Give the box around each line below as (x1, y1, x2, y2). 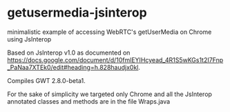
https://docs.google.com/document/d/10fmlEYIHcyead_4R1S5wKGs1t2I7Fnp (7, 55, 224, 64)
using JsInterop (7, 35, 52, 43)
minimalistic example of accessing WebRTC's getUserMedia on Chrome (7, 28, 212, 36)
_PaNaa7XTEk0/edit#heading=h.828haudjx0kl (7, 63, 139, 71)
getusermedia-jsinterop (7, 5, 147, 21)
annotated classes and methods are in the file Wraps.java (7, 97, 171, 105)
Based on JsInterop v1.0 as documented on (7, 48, 131, 57)
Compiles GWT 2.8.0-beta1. (7, 76, 86, 84)
